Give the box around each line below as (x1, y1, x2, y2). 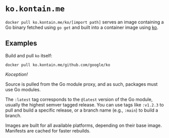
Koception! (5, 71, 28, 77)
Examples (5, 39, 37, 48)
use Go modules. (5, 86, 41, 92)
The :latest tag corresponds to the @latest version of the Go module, (5, 96, 153, 102)
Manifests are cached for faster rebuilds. (5, 127, 91, 133)
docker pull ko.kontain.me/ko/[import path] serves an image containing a (5, 19, 164, 25)
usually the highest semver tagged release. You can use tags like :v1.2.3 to (5, 101, 164, 108)
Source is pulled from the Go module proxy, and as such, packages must (5, 81, 158, 87)
